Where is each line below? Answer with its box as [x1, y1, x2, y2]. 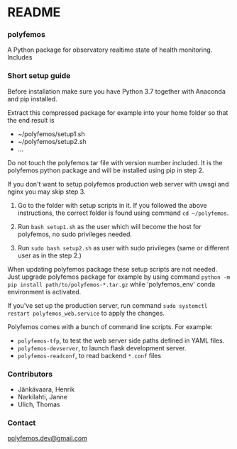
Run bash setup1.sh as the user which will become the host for [17, 222, 202, 231]
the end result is [7, 116, 55, 124]
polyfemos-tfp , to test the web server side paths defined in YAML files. [17, 336, 225, 345]
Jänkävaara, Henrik [17, 385, 75, 394]
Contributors [7, 369, 53, 379]
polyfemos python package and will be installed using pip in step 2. [7, 166, 204, 174]
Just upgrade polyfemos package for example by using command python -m [7, 272, 231, 281]
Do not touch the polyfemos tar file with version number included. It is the [7, 158, 223, 167]
